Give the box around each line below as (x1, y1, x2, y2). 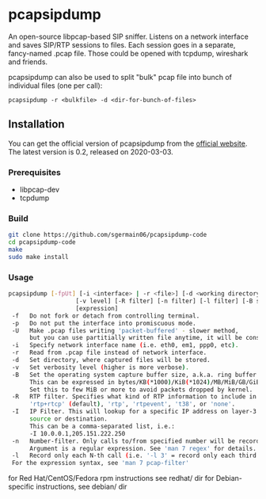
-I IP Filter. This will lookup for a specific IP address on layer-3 (11, 408, 257, 416)
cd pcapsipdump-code (8, 238, 77, 246)
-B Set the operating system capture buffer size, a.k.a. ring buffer (11, 371, 257, 379)
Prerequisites (8, 166, 61, 177)
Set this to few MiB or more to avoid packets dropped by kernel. (28, 386, 253, 394)
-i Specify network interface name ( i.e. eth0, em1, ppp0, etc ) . (11, 341, 239, 349)
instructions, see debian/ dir (36, 482, 127, 492)
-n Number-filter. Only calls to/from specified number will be (11, 437, 236, 445)
